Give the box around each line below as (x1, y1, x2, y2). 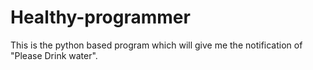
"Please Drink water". (10, 49, 98, 61)
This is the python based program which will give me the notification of (10, 39, 303, 51)
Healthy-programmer (10, 6, 191, 29)
